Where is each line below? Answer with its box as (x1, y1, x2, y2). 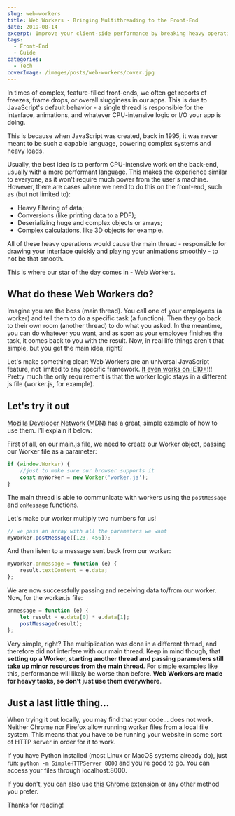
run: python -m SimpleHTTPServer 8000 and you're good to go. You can (7, 759, 210, 768)
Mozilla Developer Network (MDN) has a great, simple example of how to (7, 419, 218, 428)
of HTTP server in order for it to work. (7, 737, 116, 747)
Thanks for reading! (7, 801, 64, 810)
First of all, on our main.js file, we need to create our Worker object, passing (7, 440, 226, 449)
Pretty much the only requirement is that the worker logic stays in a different (7, 372, 227, 381)
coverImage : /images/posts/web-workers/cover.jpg (7, 69, 155, 76)
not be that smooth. (7, 254, 64, 263)
